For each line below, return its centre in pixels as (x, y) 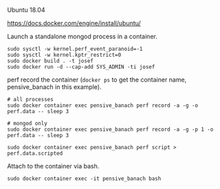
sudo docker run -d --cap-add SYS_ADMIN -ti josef (81, 67)
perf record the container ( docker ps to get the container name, (97, 79)
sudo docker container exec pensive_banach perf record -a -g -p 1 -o (110, 129)
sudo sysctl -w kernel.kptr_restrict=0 (64, 55)
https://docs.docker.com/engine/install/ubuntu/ (74, 23)
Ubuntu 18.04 (26, 10)
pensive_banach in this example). (54, 87)
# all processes (30, 99)
